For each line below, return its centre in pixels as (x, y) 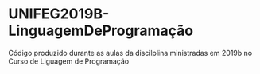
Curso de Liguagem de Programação (69, 61)
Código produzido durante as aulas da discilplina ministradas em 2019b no (130, 53)
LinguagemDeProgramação (101, 31)
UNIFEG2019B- (59, 14)
